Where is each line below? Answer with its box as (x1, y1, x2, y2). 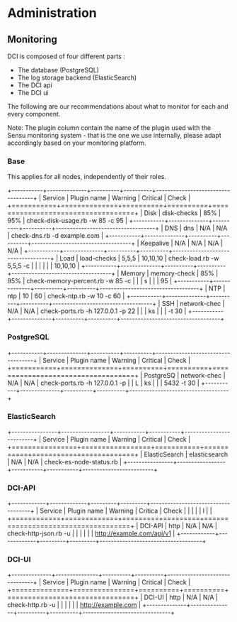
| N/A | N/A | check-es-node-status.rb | (7, 457, 122, 466)
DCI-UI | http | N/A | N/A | (144, 593, 218, 601)
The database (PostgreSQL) (17, 66, 99, 74)
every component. (7, 110, 61, 118)
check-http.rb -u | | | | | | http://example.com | (7, 601, 141, 609)
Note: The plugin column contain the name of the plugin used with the (7, 124, 212, 132)
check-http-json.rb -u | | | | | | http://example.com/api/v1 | (7, 529, 175, 538)
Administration (7, 5, 97, 21)
